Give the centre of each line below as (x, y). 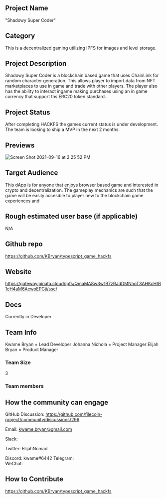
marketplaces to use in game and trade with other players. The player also (82, 86)
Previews (20, 145)
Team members (24, 386)
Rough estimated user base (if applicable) (72, 216)
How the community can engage (57, 402)
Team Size (18, 362)
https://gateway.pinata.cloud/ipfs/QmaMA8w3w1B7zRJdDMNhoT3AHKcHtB (83, 284)
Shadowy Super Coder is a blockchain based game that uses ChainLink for (82, 75)
